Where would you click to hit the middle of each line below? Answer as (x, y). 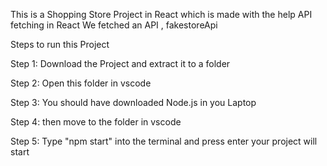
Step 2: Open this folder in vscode (81, 83)
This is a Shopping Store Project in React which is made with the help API (161, 14)
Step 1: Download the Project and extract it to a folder (120, 63)
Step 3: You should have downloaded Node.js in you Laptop (133, 102)
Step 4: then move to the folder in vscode (96, 122)
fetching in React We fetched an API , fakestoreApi (114, 25)
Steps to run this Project (60, 44)
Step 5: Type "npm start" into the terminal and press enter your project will (164, 141)
